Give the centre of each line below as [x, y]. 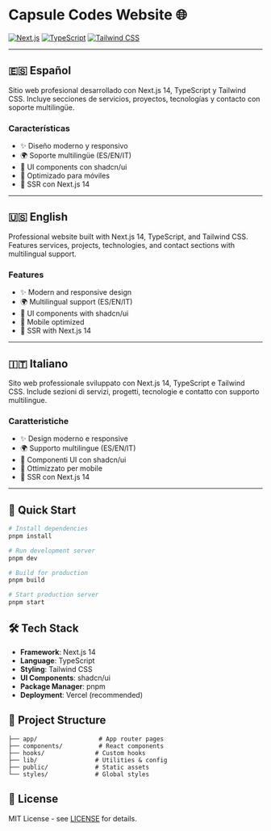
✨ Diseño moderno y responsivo [74, 146]
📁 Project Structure [57, 720]
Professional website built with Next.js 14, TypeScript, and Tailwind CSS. [128, 237]
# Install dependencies [48, 529]
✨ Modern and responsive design [76, 292]
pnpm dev [23, 558]
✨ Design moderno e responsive [74, 439]
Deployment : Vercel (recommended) [81, 695]
